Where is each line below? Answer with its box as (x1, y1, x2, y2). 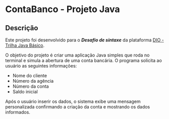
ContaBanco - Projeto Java (5, 4, 120, 15)
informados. (5, 109, 30, 115)
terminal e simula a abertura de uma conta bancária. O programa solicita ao (5, 57, 162, 64)
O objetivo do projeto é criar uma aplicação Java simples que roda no (5, 52, 150, 58)
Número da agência (12, 78, 54, 84)
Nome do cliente (12, 73, 47, 79)
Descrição (5, 24, 38, 32)
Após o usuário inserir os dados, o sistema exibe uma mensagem (5, 98, 141, 104)
